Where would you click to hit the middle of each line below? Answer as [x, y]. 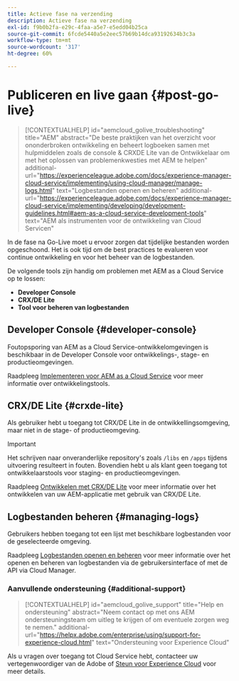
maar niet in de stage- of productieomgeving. [74, 431]
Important [22, 444]
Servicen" [39, 228]
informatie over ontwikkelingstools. [59, 383]
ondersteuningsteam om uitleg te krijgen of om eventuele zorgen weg [127, 619]
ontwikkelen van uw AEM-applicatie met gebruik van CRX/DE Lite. [104, 495]
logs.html [38, 190]
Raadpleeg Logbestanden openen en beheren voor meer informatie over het [119, 555]
